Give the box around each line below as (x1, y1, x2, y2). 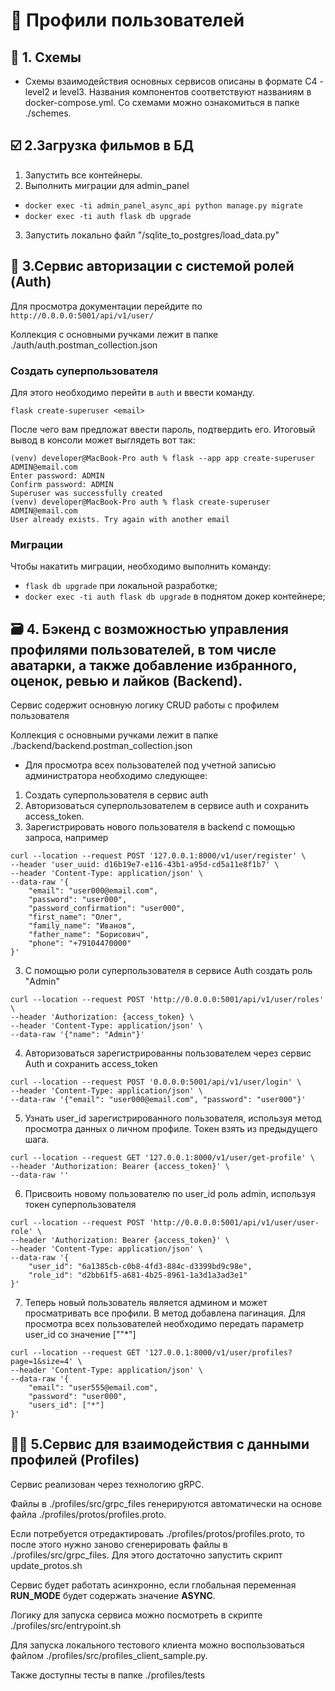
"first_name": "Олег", (28, 912, 123, 923)
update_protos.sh (10, 1559, 83, 1571)
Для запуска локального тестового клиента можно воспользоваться (10, 1639, 305, 1651)
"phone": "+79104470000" (28, 939, 132, 949)
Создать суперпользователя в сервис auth (24, 789, 209, 801)
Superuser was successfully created (10, 488, 163, 498)
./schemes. (24, 107, 72, 119)
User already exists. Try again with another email (10, 514, 230, 524)
